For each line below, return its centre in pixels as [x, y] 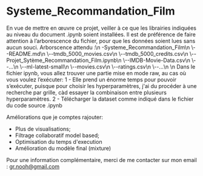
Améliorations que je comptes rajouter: [55, 117]
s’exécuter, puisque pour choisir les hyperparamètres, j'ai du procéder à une [101, 86]
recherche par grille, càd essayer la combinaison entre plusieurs [86, 92]
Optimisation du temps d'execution [58, 141]
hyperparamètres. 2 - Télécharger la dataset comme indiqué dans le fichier [100, 99]
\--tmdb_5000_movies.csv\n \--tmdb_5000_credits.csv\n [118, 53]
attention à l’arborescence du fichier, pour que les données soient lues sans [101, 41]
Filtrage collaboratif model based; [57, 135]
